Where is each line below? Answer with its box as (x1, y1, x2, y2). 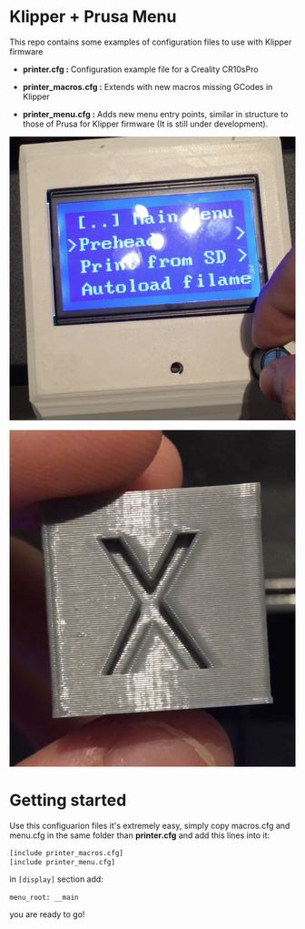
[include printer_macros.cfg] (9, 848, 124, 857)
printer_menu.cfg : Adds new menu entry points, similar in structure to (22, 108, 289, 119)
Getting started (9, 790, 127, 811)
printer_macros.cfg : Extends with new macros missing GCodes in (22, 81, 273, 92)
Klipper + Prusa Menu (9, 6, 177, 27)
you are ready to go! (9, 908, 85, 920)
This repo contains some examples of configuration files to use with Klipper (9, 36, 292, 47)
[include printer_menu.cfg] (9, 857, 116, 866)
